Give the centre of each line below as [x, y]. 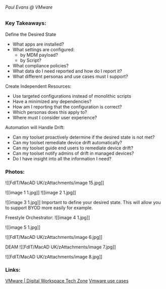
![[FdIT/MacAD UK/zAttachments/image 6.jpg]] [54, 237]
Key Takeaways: [26, 23]
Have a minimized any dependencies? [52, 101]
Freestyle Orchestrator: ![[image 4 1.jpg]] [48, 217]
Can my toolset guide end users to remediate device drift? [73, 148]
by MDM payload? [39, 55]
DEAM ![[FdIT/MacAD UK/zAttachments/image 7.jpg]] [61, 247]
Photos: [15, 172]
